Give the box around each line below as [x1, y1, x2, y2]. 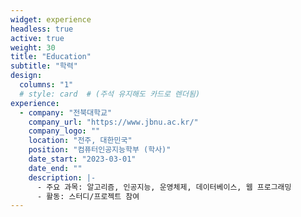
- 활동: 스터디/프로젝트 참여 [36, 191, 140, 201]
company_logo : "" [28, 126, 101, 136]
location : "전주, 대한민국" [28, 136, 133, 146]
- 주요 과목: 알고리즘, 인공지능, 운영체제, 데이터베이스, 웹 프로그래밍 [36, 182, 292, 192]
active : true [10, 33, 65, 43]
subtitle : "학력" [10, 61, 78, 71]
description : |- [28, 172, 97, 183]
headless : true [10, 24, 74, 34]
